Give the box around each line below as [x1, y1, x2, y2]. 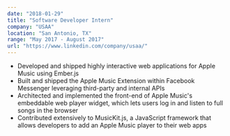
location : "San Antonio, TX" [7, 29, 92, 37]
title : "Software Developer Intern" [7, 17, 114, 24]
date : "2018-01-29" [7, 10, 64, 17]
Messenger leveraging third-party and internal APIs [17, 84, 165, 92]
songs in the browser [17, 106, 79, 114]
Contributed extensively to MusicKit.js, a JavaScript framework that [17, 114, 211, 122]
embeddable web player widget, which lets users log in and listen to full [17, 99, 223, 107]
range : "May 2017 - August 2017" [7, 36, 105, 43]
